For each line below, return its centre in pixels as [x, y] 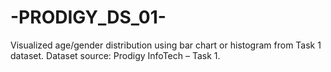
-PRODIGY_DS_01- [88, 17]
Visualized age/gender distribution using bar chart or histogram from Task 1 [166, 45]
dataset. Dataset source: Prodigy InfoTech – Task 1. [115, 55]
